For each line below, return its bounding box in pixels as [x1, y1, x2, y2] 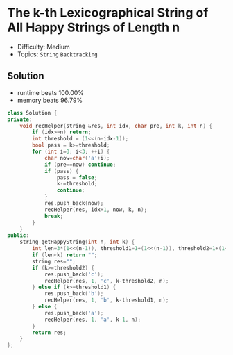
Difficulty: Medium [17, 42, 71, 51]
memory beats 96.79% [17, 96, 83, 104]
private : [7, 116, 33, 123]
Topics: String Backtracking [17, 50, 98, 58]
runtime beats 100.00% [17, 88, 85, 97]
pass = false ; [56, 174, 98, 181]
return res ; [32, 329, 67, 336]
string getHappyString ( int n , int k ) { [19, 238, 135, 246]
